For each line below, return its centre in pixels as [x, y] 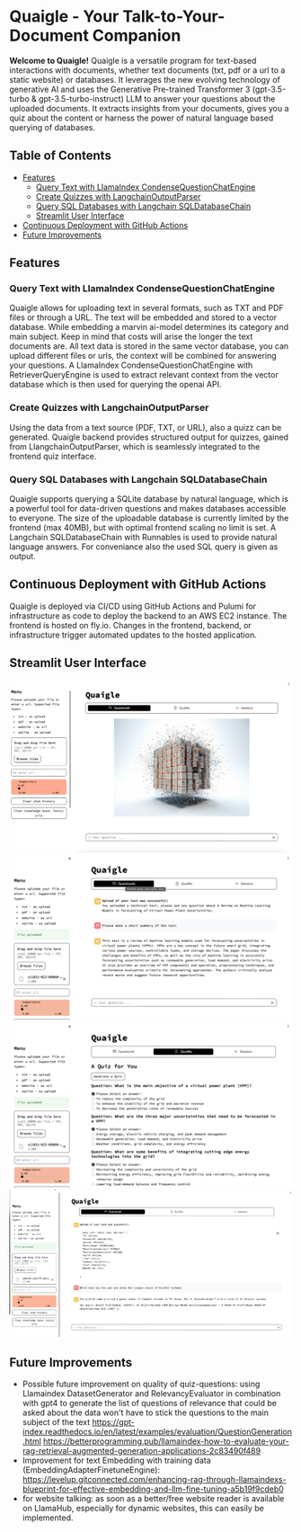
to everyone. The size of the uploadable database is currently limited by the [149, 518]
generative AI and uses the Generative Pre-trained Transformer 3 [130, 89]
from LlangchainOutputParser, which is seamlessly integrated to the [135, 446]
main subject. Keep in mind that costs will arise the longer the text [131, 337]
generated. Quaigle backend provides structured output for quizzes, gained [149, 437]
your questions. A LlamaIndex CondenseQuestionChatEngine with [131, 365]
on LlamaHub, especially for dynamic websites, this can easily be [143, 1509]
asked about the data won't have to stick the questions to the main [146, 1412]
